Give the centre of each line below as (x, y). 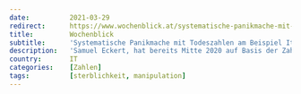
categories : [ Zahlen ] (56, 68)
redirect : (28, 26)
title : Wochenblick (62, 34)
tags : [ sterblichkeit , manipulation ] (98, 76)
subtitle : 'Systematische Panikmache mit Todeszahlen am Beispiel (146, 43)
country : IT (43, 59)
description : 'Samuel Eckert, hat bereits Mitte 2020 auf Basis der (144, 51)
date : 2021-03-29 (60, 17)
